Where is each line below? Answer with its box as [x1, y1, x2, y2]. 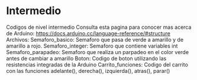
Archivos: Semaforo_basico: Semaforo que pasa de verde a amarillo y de [6, 36, 184, 43]
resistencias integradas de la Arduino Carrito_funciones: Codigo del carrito [6, 61, 188, 68]
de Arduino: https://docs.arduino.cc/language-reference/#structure [6, 29, 170, 36]
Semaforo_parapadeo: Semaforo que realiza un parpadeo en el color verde [6, 48, 189, 55]
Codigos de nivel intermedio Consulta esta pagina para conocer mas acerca [6, 24, 192, 31]
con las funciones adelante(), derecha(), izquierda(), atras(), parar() [6, 67, 170, 74]
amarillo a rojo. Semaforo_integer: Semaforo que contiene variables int [6, 42, 178, 49]
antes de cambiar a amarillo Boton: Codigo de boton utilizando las [6, 55, 167, 62]
